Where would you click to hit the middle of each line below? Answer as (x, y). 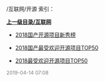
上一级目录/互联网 (29, 22)
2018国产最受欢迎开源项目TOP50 (57, 48)
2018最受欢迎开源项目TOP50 (51, 61)
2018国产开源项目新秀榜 (45, 35)
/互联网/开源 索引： (31, 9)
